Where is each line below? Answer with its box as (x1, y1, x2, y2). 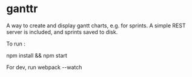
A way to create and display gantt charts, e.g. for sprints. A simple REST (6, 22, 186, 29)
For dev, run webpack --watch (6, 63, 82, 71)
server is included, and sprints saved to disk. (6, 28, 118, 35)
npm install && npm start (6, 52, 68, 59)
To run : (6, 40, 26, 47)
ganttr (6, 2, 38, 16)
